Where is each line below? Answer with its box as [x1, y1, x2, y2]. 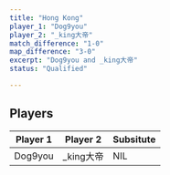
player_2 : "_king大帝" [9, 30, 93, 39]
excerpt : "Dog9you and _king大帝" [9, 56, 139, 65]
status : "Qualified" [9, 65, 89, 74]
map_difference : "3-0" [9, 47, 96, 57]
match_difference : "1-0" [9, 38, 104, 48]
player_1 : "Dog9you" [9, 22, 89, 31]
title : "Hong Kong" [9, 13, 84, 23]
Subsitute [112, 133, 156, 146]
